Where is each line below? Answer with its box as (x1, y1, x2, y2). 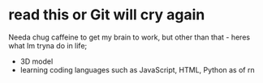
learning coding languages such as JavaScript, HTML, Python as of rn (19, 64, 255, 74)
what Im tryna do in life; (8, 40, 88, 50)
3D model (19, 56, 54, 66)
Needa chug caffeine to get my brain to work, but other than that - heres (8, 32, 250, 42)
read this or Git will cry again (8, 6, 205, 24)
